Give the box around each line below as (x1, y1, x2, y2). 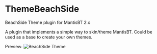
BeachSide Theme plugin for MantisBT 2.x (5, 19, 90, 25)
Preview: (5, 43, 23, 49)
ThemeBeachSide (5, 3, 79, 15)
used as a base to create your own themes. (5, 34, 93, 40)
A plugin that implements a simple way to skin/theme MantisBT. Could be (5, 29, 153, 35)
